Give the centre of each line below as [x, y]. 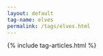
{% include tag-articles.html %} [52, 46]
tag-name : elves [30, 20]
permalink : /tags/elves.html [49, 26]
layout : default [30, 13]
